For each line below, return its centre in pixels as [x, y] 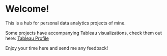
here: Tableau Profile [27, 38]
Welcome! [27, 9]
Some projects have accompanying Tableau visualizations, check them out [83, 33]
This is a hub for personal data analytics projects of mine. [65, 23]
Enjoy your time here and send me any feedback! [57, 48]
